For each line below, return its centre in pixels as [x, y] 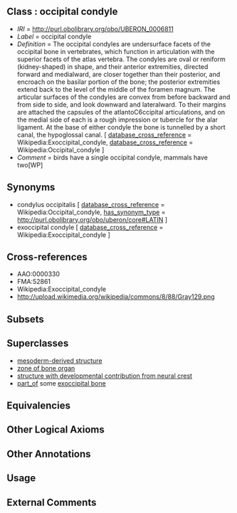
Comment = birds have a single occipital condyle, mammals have [112, 157]
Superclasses [38, 343]
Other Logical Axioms [56, 430]
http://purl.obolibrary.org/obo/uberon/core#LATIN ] [92, 219]
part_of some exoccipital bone [61, 383]
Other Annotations [49, 454]
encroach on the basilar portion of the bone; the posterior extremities [118, 82]
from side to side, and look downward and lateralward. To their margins [121, 104]
